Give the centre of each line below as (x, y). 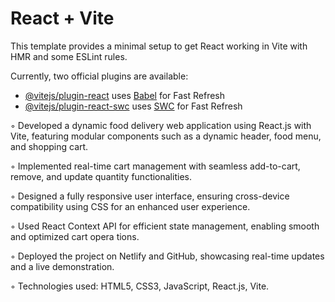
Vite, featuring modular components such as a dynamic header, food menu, (166, 136)
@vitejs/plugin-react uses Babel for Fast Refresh (125, 95)
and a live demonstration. (62, 266)
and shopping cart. (49, 146)
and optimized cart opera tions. (75, 236)
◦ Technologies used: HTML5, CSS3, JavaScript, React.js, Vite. (140, 286)
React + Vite (62, 18)
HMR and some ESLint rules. (69, 56)
